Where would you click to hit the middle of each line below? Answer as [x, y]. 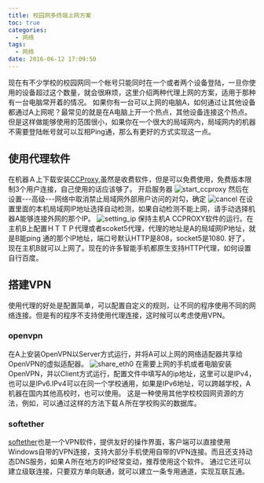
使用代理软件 [39, 159]
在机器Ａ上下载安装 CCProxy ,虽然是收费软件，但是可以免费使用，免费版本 [126, 179]
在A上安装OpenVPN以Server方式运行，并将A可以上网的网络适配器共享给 [126, 353]
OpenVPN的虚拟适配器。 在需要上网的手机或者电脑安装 [120, 364]
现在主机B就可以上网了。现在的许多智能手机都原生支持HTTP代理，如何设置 [130, 247]
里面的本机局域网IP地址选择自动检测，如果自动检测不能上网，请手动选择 [132, 208]
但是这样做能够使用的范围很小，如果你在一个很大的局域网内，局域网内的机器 [132, 122]
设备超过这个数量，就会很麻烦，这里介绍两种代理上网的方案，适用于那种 [139, 92]
